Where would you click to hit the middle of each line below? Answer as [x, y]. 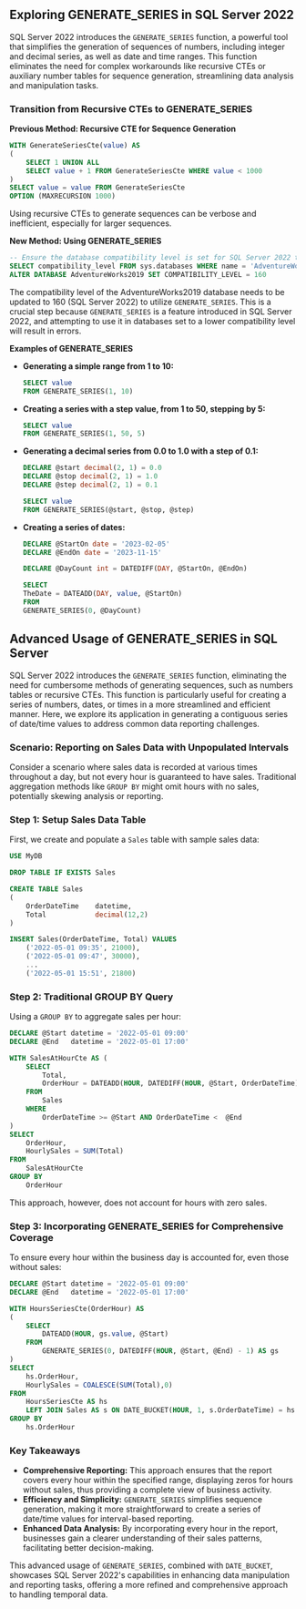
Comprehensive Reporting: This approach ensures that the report [147, 1471]
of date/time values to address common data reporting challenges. [134, 723]
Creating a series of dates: [74, 527]
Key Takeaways [45, 1450]
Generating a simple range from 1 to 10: [98, 366]
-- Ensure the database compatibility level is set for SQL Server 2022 [150, 258]
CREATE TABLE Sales [46, 889]
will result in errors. [46, 331]
